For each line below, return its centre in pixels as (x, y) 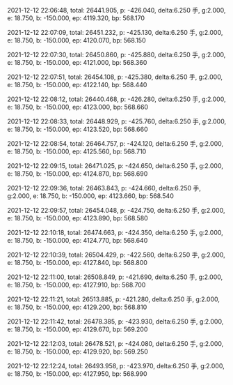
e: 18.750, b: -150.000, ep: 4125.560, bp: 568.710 (77, 151)
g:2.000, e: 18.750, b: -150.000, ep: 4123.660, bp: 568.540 (90, 196)
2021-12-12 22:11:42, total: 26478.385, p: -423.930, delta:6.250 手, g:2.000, (115, 322)
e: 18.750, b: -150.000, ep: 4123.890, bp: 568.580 (78, 218)
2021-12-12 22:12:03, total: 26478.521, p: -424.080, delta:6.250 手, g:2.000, (115, 344)
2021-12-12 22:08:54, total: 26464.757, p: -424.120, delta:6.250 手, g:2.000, (115, 144)
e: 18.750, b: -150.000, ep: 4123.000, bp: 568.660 (78, 107)
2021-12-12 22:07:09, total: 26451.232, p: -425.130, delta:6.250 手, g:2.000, (115, 32)
